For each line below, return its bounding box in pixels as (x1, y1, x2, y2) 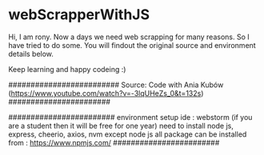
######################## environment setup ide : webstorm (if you (8, 112, 253, 121)
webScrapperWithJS (8, 6, 150, 24)
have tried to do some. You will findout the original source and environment (8, 40, 256, 50)
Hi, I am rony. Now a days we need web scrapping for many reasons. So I (8, 32, 250, 42)
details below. (8, 49, 54, 58)
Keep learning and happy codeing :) (8, 64, 126, 74)
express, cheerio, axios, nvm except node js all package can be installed (8, 129, 247, 139)
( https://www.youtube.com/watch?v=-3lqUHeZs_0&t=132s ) (8, 88, 204, 97)
